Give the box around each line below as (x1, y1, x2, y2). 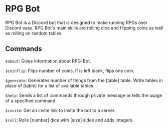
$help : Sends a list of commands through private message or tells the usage (5, 92, 162, 98)
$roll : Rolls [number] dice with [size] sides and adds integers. (5, 117, 134, 123)
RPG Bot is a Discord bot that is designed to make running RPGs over (5, 19, 148, 25)
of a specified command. (5, 97, 57, 103)
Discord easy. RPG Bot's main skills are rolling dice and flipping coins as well (5, 24, 163, 30)
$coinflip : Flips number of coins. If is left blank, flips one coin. (5, 67, 134, 73)
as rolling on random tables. (5, 30, 63, 36)
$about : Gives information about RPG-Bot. (5, 58, 91, 64)
